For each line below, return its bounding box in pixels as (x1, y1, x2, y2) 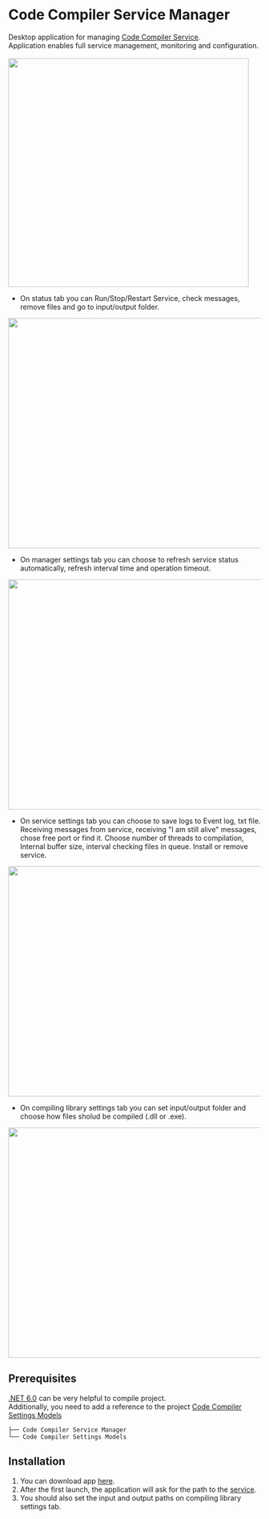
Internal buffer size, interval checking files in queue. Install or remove (19, 841, 248, 851)
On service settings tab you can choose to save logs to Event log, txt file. (19, 816, 261, 826)
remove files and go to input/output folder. (19, 302, 160, 311)
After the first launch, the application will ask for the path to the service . (19, 1484, 257, 1494)
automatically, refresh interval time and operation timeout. (19, 563, 211, 573)
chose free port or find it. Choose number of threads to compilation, (19, 833, 244, 843)
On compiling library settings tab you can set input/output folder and (19, 1103, 247, 1112)
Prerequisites (8, 1372, 77, 1386)
